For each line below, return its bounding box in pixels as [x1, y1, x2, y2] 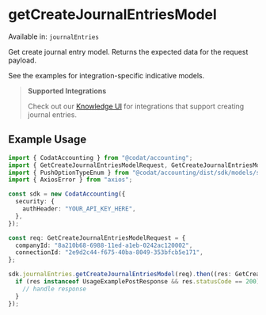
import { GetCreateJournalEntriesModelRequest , [8, 161, 169, 169]
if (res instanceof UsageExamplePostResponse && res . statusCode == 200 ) [15, 278, 260, 286]
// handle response [22, 285, 87, 293]
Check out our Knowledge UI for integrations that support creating [27, 101, 245, 111]
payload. [8, 55, 37, 65]
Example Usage [8, 133, 87, 146]
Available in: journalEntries [8, 32, 99, 41]
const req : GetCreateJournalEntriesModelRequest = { [8, 233, 186, 242]
